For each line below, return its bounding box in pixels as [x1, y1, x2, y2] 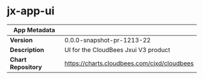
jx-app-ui [7, 4, 55, 18]
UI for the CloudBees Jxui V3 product [64, 45, 170, 54]
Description [10, 45, 45, 54]
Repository [10, 63, 42, 71]
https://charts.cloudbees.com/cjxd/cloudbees [64, 59, 194, 67]
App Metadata [13, 26, 55, 34]
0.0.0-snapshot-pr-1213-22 [64, 36, 151, 44]
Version [10, 36, 33, 44]
